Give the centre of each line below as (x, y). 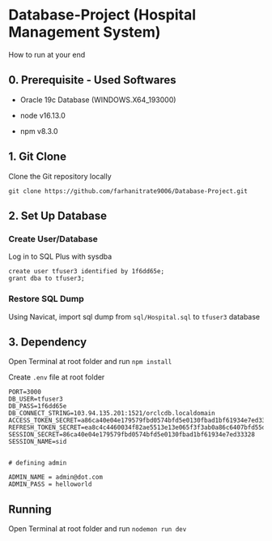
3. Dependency (48, 342)
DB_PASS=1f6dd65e (38, 406)
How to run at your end (47, 54)
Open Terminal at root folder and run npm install (90, 362)
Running (30, 509)
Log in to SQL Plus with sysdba (60, 256)
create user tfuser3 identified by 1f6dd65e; (86, 272)
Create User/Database (53, 238)
